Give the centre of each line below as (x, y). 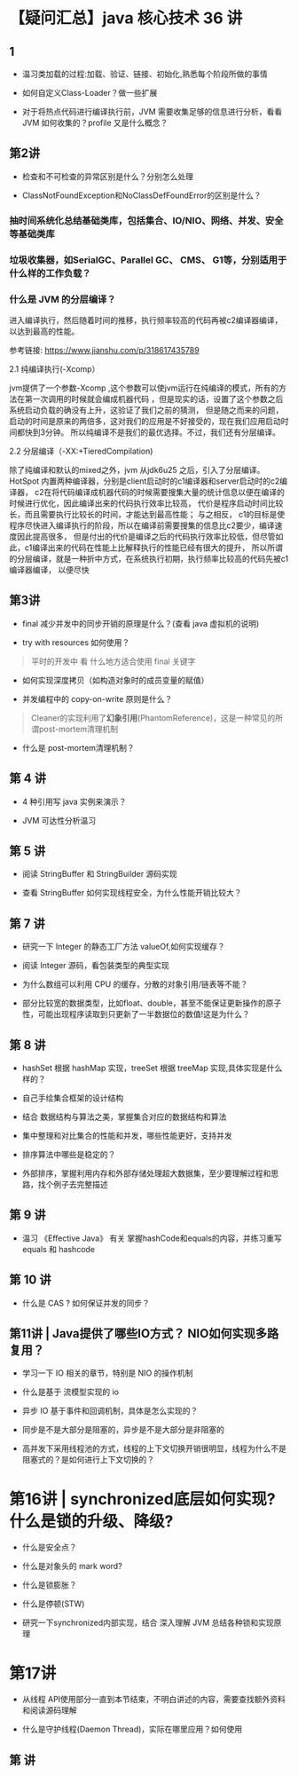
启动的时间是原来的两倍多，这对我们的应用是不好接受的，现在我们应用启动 (145, 421)
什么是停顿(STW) (53, 1604)
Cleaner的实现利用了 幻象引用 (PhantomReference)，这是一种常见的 (153, 718)
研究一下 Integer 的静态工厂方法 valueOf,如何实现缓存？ (123, 947)
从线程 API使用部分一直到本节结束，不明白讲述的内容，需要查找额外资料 (154, 1700)
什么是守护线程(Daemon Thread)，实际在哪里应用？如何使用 (132, 1729)
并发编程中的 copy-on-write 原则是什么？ (97, 698)
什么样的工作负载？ (50, 273)
